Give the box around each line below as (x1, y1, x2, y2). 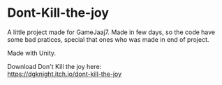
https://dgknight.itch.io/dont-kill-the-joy (7, 70, 122, 78)
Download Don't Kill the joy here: (7, 62, 102, 70)
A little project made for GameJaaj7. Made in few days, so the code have (7, 28, 215, 36)
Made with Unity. (7, 49, 57, 57)
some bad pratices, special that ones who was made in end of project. (7, 35, 209, 43)
